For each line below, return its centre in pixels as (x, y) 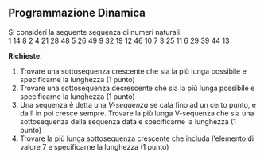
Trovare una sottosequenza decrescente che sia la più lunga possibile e (137, 88)
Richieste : (25, 55)
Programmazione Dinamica (77, 13)
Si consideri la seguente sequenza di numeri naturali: (95, 32)
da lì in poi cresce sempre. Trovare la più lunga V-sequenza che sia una (137, 113)
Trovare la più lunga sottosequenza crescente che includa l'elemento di (137, 138)
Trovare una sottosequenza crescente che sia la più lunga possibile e (133, 71)
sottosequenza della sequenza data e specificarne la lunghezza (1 (128, 121)
